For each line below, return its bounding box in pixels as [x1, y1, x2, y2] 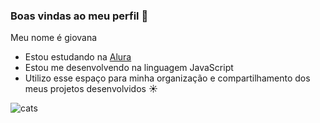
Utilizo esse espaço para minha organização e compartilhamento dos [24, 72, 311, 84]
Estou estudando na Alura [24, 51, 132, 63]
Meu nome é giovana [10, 32, 98, 44]
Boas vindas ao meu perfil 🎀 [10, 9, 149, 23]
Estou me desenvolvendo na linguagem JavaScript [24, 62, 234, 74]
